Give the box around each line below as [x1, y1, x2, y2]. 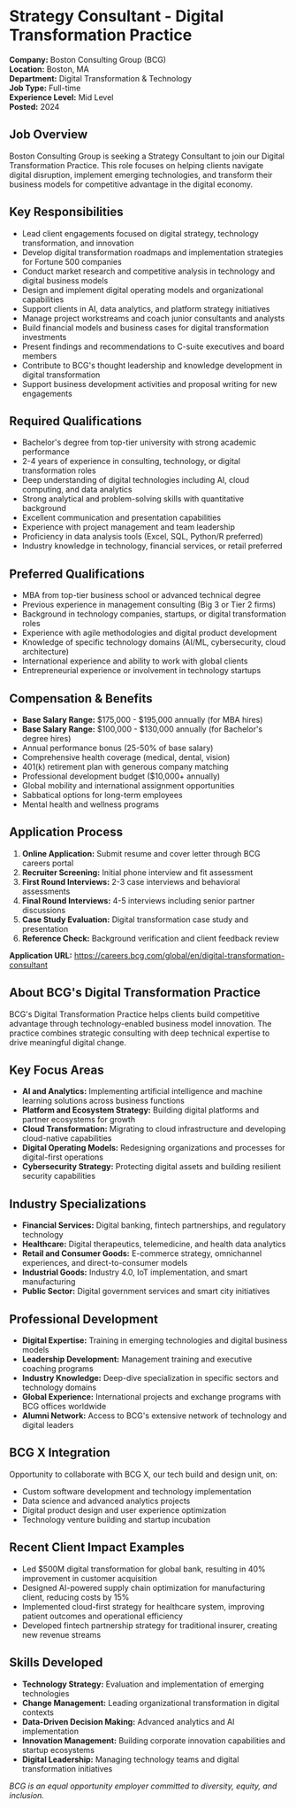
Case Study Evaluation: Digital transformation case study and [21, 914, 249, 925]
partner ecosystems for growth [21, 1114, 135, 1125]
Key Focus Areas [9, 1063, 104, 1078]
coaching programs [21, 1363, 95, 1374]
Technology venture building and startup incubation [21, 1514, 210, 1525]
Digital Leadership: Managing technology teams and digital [21, 1754, 239, 1765]
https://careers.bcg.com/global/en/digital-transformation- [73, 950, 285, 960]
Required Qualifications [9, 414, 142, 429]
